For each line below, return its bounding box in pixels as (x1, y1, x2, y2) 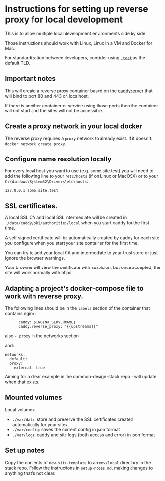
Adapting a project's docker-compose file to (5, 284, 144, 293)
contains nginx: (5, 311, 36, 316)
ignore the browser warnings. (5, 255, 65, 261)
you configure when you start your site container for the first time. (5, 240, 139, 246)
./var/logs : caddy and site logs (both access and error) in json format (12, 432, 155, 438)
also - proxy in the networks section (5, 333, 79, 339)
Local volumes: (5, 406, 36, 412)
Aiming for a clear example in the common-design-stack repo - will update (5, 374, 157, 379)
